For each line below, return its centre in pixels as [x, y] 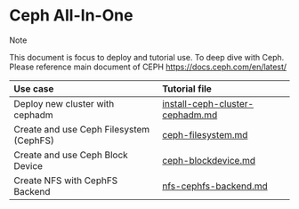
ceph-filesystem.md [205, 134]
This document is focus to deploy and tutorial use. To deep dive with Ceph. [147, 57]
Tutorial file [187, 88]
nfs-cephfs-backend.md [215, 186]
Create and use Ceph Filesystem [82, 129]
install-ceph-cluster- [208, 103]
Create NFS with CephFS [66, 181]
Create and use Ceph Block [71, 155]
